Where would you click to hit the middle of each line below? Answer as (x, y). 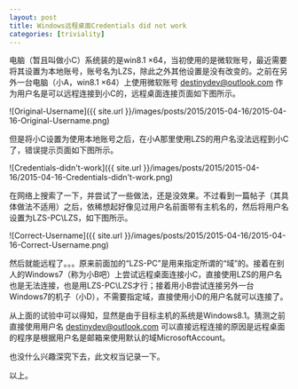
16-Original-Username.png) (59, 121)
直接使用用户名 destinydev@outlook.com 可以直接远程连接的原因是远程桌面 (147, 327)
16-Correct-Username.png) (59, 245)
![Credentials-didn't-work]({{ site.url (75, 168)
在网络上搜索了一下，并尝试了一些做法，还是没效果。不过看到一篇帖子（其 (145, 195)
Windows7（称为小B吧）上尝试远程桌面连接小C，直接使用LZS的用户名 (153, 274)
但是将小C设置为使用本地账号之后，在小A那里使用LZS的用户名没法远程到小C (149, 139)
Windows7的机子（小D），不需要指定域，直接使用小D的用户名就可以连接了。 (149, 297)
